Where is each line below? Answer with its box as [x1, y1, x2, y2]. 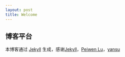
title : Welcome [5, 12, 38, 17]
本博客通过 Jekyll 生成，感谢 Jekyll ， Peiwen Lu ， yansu [5, 46, 120, 52]
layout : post [5, 7, 33, 13]
